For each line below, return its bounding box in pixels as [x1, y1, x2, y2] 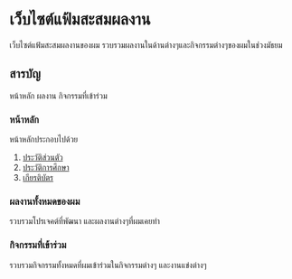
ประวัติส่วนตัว [22, 152, 63, 163]
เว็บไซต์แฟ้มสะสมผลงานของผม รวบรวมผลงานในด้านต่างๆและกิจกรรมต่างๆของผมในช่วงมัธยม [9, 39, 283, 50]
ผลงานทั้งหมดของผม [9, 195, 80, 208]
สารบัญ [9, 66, 41, 81]
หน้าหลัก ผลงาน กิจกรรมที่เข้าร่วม [9, 90, 108, 101]
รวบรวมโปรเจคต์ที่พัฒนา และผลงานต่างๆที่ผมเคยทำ [9, 216, 161, 227]
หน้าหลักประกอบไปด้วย [9, 134, 79, 144]
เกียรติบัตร [22, 172, 54, 183]
